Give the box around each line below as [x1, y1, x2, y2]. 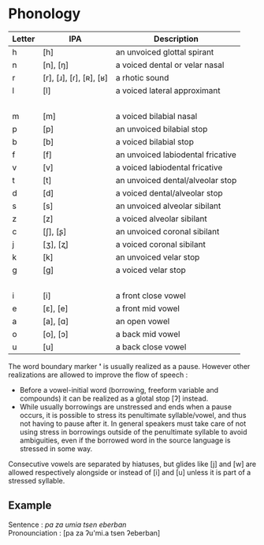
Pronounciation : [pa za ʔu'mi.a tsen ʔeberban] [8, 528, 161, 537]
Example [8, 498, 52, 513]
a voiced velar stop [115, 264, 187, 275]
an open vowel [115, 315, 170, 327]
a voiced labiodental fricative [115, 162, 223, 173]
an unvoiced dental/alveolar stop [115, 174, 237, 185]
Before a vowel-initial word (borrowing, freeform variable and [19, 385, 219, 394]
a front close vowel [115, 289, 187, 300]
